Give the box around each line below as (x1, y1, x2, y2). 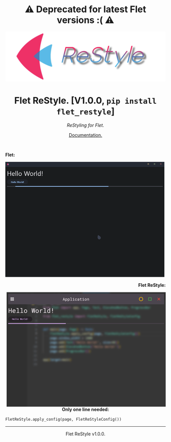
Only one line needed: (62, 406, 109, 412)
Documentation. (68, 132, 103, 138)
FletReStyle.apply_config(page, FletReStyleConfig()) (5, 417, 122, 422)
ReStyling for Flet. (67, 122, 104, 128)
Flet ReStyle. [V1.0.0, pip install (14, 95, 157, 106)
